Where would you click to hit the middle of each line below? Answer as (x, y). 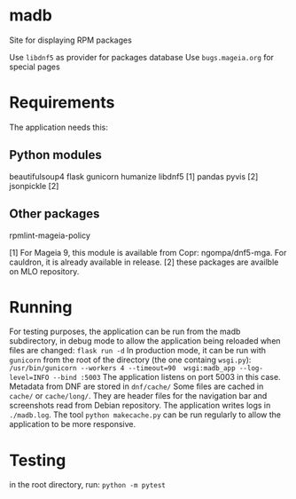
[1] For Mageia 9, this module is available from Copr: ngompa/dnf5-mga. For (148, 252)
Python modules (55, 155)
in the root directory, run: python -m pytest (87, 485)
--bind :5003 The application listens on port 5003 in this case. (167, 377)
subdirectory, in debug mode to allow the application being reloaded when (145, 341)
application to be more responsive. (72, 424)
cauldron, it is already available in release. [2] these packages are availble (144, 262)
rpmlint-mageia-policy (50, 235)
